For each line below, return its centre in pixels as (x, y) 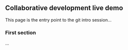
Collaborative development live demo (64, 8)
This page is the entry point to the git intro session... (58, 20)
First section (21, 32)
